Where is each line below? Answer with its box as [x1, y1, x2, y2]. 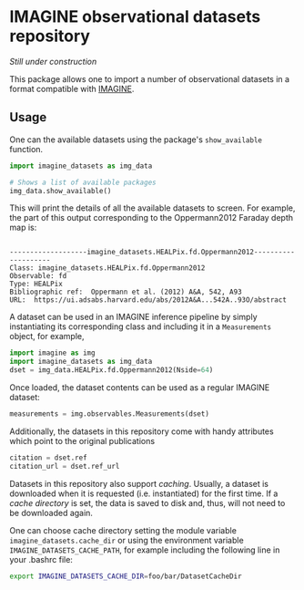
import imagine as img [9, 348, 96, 357]
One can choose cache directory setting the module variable [9, 524, 237, 535]
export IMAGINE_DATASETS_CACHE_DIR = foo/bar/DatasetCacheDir [9, 572, 243, 581]
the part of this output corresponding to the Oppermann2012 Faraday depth [9, 212, 294, 223]
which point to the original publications [9, 435, 156, 446]
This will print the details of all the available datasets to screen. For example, [9, 202, 296, 213]
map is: [9, 222, 37, 233]
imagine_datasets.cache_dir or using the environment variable [9, 534, 244, 545]
